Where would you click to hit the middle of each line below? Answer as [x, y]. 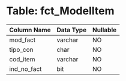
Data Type [72, 30]
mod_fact [22, 40]
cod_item [22, 59]
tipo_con [21, 49]
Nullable [104, 30]
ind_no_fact [25, 68]
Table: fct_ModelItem [60, 11]
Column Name [30, 30]
